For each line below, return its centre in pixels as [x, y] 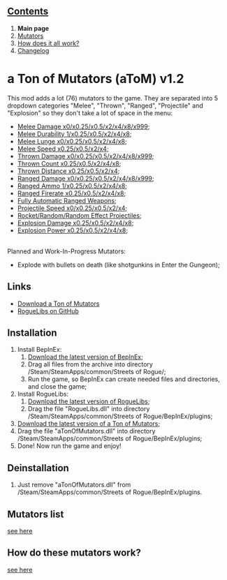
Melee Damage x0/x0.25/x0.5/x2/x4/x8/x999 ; [83, 126]
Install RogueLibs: [43, 394]
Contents [28, 12]
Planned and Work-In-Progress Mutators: [66, 251]
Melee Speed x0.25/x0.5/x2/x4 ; [63, 149]
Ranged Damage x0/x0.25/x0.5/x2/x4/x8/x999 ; [86, 178]
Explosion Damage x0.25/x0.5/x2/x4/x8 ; [75, 223]
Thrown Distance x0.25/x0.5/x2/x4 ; [68, 171]
